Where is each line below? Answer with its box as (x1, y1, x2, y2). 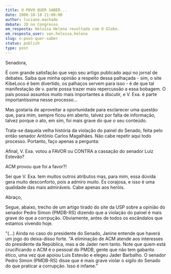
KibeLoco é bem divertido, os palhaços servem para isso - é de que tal (5, 80, 155, 86)
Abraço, (5, 194, 22, 200)
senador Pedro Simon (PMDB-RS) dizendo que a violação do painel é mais (5, 209, 162, 215)
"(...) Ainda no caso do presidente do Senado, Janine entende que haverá (5, 230, 160, 236)
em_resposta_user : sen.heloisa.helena (5, 31, 88, 36)
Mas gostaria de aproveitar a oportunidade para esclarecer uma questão (5, 106, 158, 112)
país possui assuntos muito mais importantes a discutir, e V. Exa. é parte (5, 91, 157, 97)
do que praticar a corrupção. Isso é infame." (5, 263, 99, 269)
